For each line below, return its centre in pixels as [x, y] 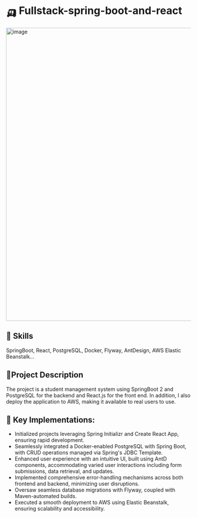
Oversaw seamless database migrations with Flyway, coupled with [95, 490]
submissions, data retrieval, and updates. [64, 471]
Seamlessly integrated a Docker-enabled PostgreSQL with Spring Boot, [100, 447]
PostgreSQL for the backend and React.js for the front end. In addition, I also [98, 395]
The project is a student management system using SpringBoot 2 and [90, 389]
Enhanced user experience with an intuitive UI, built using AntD [91, 459]
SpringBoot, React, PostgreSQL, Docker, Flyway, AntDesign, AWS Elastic [94, 350]
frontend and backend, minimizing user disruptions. [77, 484]
